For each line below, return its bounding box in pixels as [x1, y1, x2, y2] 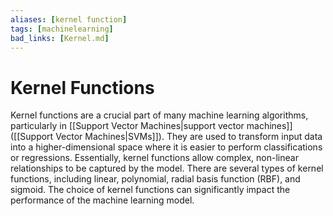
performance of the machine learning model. [10, 194, 195, 206]
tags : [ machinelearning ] [10, 24, 114, 34]
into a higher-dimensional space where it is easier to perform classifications [10, 141, 323, 153]
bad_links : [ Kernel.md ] [10, 33, 110, 43]
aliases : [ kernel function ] [10, 14, 128, 25]
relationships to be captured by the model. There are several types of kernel [10, 162, 324, 175]
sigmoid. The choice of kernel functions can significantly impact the [10, 184, 291, 196]
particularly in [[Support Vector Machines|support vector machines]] [10, 120, 293, 132]
